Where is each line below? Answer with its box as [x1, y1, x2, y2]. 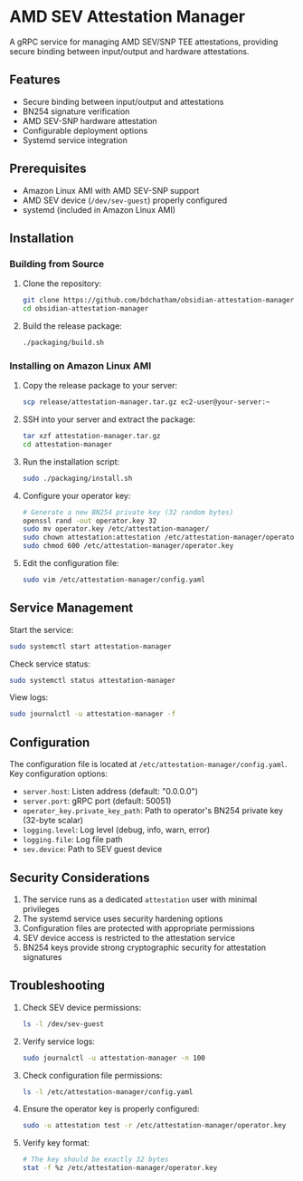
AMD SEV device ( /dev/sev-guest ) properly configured [22, 195, 228, 206]
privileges [22, 903, 61, 914]
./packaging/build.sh [22, 338, 104, 347]
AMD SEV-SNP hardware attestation [22, 115, 158, 126]
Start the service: [9, 624, 74, 635]
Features [9, 72, 61, 88]
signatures [22, 951, 62, 962]
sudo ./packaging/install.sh [22, 474, 133, 483]
